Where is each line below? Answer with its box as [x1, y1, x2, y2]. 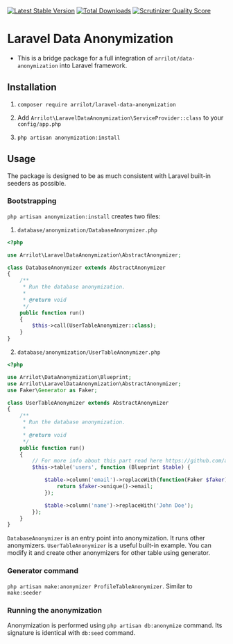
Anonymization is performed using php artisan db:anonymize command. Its [7, 621, 223, 629]
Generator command [7, 566, 78, 576]
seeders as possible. [7, 179, 67, 187]
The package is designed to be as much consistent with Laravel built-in [7, 171, 212, 180]
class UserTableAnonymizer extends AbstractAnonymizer [7, 399, 169, 406]
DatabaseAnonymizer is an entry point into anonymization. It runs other [7, 534, 206, 542]
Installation [7, 81, 57, 93]
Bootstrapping [7, 196, 57, 206]
